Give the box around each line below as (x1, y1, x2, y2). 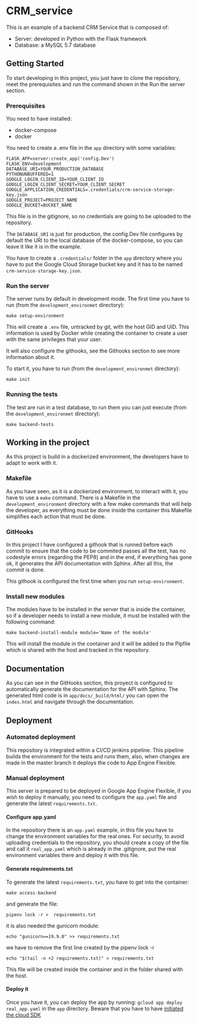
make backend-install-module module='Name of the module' (6, 630, 151, 636)
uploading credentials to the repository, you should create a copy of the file (6, 839, 189, 847)
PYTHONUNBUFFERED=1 (6, 172, 54, 177)
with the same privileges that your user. (6, 336, 102, 343)
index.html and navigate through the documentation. (6, 698, 134, 705)
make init (6, 377, 31, 383)
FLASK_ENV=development (6, 161, 62, 167)
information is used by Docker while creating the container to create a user (6, 330, 188, 337)
